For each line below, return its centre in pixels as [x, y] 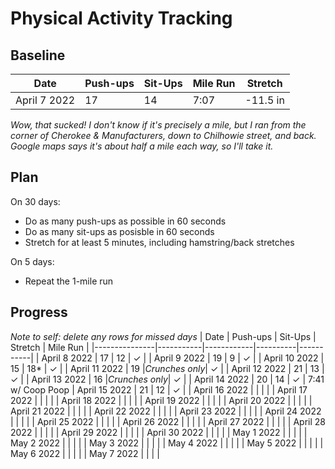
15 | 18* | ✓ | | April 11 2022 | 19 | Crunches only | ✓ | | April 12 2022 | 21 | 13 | [167, 368]
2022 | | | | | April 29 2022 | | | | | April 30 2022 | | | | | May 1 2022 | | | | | [159, 432]
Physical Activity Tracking [121, 18]
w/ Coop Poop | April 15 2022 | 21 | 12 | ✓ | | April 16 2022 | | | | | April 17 [159, 389]
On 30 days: [35, 201]
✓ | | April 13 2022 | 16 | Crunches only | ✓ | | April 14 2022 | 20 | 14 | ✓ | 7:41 [167, 379]
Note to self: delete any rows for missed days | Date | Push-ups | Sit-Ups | [163, 336]
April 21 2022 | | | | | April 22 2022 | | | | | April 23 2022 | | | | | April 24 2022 [166, 411]
